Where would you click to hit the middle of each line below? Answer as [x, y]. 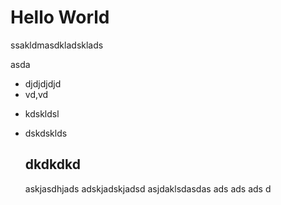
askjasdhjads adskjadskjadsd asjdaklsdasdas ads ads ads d [148, 188]
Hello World [60, 17]
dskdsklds [46, 133]
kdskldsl [42, 113]
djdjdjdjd [43, 83]
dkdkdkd [52, 164]
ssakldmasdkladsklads [57, 45]
